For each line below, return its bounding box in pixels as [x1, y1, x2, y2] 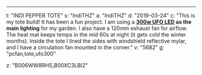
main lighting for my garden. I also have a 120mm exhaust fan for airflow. [6, 25, 188, 32]
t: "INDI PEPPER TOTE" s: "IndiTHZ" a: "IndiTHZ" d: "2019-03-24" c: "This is [6, 12, 195, 19]
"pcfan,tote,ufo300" [6, 50, 56, 57]
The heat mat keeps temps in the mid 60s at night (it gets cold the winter [6, 31, 186, 38]
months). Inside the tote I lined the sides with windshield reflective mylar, [6, 37, 187, 44]
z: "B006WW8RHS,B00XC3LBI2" [6, 62, 88, 69]
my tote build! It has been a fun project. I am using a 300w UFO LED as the [6, 19, 192, 25]
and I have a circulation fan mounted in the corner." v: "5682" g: [6, 44, 164, 51]
